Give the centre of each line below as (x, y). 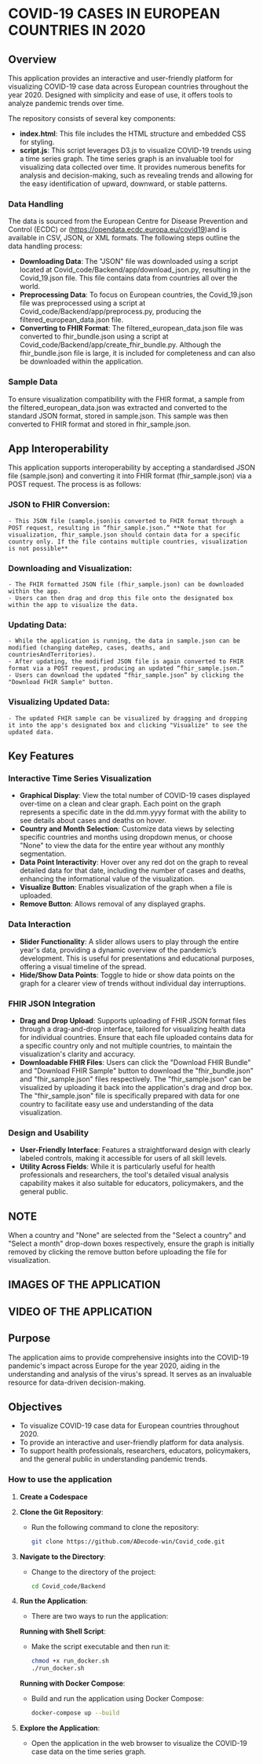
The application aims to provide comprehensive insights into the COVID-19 (128, 1357)
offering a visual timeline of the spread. (83, 966)
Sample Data (33, 382)
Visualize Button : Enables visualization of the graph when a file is (126, 887)
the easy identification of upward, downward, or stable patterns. (123, 184)
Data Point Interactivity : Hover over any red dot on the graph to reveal (134, 862)
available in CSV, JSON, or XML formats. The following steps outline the (124, 238)
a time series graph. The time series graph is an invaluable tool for (126, 159)
